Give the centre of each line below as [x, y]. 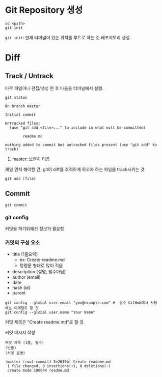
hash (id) [21, 288]
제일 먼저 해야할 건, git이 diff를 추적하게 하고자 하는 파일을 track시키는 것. [75, 169]
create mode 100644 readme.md [38, 371]
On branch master [23, 106]
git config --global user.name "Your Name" [50, 313]
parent [19, 293]
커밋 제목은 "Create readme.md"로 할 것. [45, 322]
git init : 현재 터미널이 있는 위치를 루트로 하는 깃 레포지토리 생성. [68, 37]
